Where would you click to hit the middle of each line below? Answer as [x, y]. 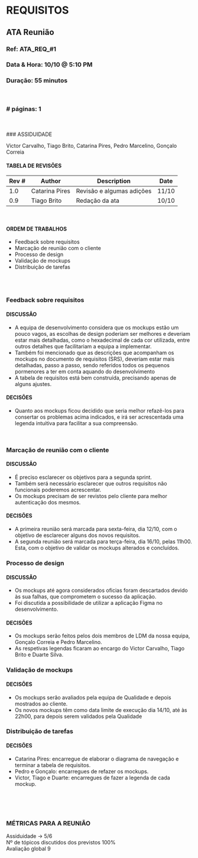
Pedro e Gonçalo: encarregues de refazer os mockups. [82, 771]
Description [114, 181]
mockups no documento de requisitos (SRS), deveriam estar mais [95, 359]
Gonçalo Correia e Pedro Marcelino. [58, 642]
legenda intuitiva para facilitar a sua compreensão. [76, 423]
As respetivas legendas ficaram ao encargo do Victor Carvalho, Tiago [100, 649]
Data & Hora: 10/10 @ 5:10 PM [49, 64]
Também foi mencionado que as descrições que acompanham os [94, 352]
